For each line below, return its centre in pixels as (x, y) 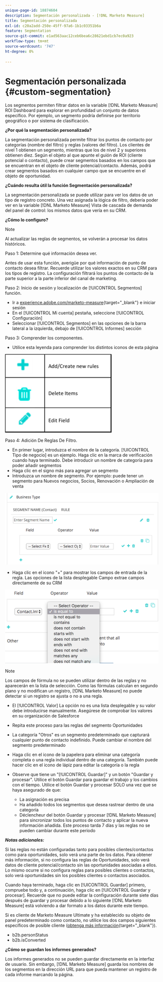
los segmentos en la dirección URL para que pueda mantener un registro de (81, 969)
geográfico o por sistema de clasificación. (47, 121)
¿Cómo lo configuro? (27, 220)
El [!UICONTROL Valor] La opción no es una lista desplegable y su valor (84, 706)
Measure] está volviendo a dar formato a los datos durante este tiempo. (77, 906)
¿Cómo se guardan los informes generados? (51, 950)
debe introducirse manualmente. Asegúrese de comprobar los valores (82, 711)
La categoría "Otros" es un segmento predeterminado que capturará (81, 735)
